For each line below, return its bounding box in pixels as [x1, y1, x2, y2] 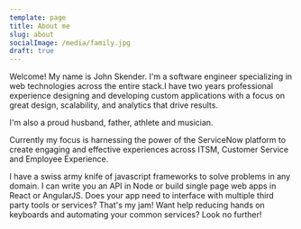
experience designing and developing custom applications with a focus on [9, 91, 286, 101]
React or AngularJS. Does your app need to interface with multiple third [9, 190, 275, 201]
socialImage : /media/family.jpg [9, 38, 131, 48]
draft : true [9, 47, 54, 56]
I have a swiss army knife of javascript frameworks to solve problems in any [9, 172, 291, 182]
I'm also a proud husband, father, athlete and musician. [9, 118, 214, 128]
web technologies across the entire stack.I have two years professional [9, 81, 273, 92]
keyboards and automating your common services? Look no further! [9, 209, 262, 220]
